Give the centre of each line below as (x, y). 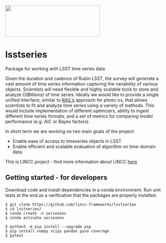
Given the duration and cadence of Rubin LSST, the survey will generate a (82, 78)
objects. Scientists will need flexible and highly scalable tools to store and (82, 89)
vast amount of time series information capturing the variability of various (81, 84)
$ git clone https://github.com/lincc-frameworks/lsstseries (71, 205)
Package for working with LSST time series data (55, 68)
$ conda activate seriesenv (35, 218)
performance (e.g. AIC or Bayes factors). (47, 121)
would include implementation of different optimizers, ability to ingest (77, 110)
